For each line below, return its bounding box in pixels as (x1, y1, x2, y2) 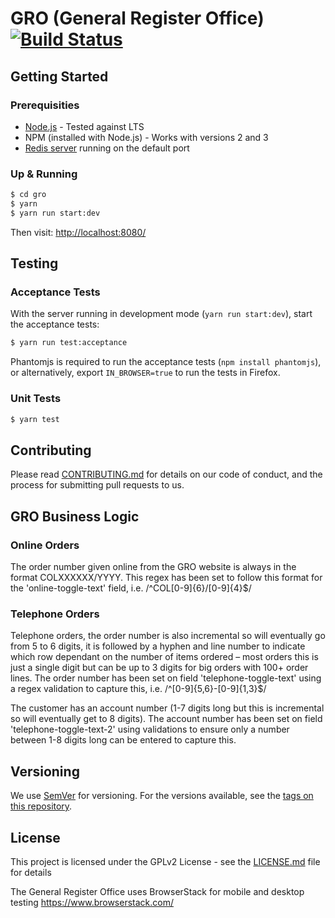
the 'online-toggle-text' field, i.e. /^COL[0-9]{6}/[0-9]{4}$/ (10, 582, 252, 594)
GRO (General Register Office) (10, 7, 265, 30)
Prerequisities (10, 98, 80, 112)
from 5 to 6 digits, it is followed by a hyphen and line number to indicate (10, 640, 306, 652)
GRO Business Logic (10, 508, 140, 525)
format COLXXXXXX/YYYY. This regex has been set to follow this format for (10, 572, 323, 584)
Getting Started (10, 68, 109, 85)
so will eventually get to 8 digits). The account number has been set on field (10, 713, 323, 725)
